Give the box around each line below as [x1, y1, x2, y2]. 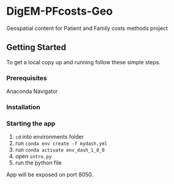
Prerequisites [6, 73, 47, 82]
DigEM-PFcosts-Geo [6, 4, 113, 18]
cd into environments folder [15, 133, 84, 141]
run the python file [15, 159, 62, 166]
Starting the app [6, 119, 56, 128]
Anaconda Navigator [6, 87, 58, 95]
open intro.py [15, 153, 52, 160]
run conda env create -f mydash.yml [15, 139, 108, 147]
